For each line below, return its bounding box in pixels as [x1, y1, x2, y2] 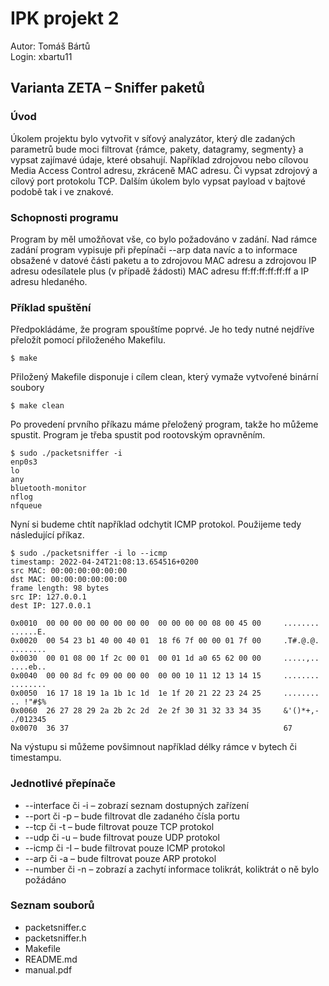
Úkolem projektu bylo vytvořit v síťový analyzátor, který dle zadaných [10, 132, 296, 144]
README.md [24, 953, 78, 965]
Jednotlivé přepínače [10, 777, 116, 791]
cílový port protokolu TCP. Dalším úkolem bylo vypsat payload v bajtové [10, 175, 306, 187]
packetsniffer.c [24, 921, 87, 933]
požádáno [24, 873, 67, 886]
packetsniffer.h [24, 932, 87, 944]
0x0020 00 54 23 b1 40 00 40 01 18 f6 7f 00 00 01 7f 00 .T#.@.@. [10, 636, 320, 646]
